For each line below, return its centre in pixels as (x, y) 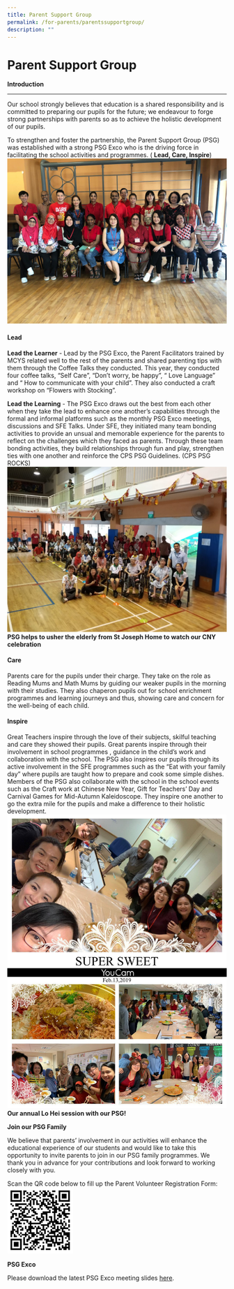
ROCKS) (19, 463)
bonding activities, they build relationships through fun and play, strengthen (116, 448)
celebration (24, 644)
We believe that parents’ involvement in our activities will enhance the (107, 1140)
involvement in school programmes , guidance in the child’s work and (107, 752)
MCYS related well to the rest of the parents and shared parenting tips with (115, 361)
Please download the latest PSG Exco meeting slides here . (91, 1278)
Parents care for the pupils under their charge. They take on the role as (109, 676)
